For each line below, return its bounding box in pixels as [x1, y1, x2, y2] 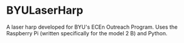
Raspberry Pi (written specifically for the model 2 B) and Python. [6, 29, 168, 36]
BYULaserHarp [6, 4, 84, 17]
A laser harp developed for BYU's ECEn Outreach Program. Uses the [6, 23, 178, 30]
